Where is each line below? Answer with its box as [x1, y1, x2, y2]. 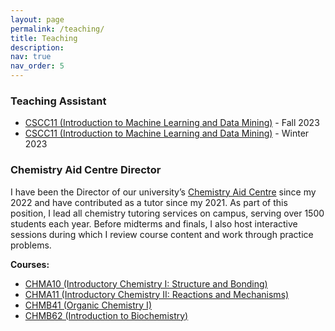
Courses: [10, 258, 50, 270]
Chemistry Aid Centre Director [10, 163, 162, 177]
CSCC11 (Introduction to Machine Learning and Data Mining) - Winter [24, 127, 310, 140]
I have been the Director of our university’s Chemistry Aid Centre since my [10, 186, 317, 198]
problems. [10, 239, 52, 251]
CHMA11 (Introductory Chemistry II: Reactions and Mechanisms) [24, 288, 290, 300]
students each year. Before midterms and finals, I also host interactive [10, 217, 298, 230]
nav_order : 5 [10, 61, 65, 71]
